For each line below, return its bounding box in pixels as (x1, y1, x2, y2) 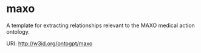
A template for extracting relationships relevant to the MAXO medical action (6, 22, 196, 29)
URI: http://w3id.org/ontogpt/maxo (6, 40, 93, 47)
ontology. (6, 28, 30, 35)
